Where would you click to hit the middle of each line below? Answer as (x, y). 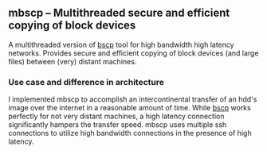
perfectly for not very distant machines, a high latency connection (116, 116)
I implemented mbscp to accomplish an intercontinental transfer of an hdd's (133, 99)
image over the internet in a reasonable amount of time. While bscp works (130, 108)
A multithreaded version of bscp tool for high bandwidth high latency (121, 44)
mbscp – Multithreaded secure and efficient (119, 13)
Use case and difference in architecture (86, 82)
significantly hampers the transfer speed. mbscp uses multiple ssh (118, 125)
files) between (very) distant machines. (73, 61)
